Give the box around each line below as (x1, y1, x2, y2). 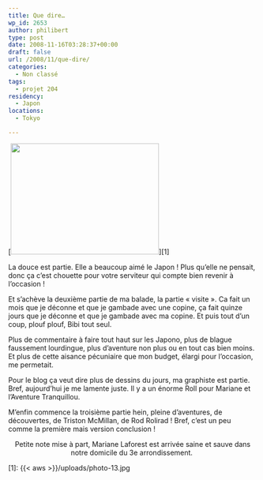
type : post (8, 33, 44, 42)
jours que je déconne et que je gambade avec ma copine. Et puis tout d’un (8, 311, 250, 321)
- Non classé (15, 70, 58, 78)
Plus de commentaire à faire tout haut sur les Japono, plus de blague (8, 335, 233, 344)
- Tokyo (15, 114, 41, 122)
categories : (8, 63, 47, 71)
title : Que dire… (8, 11, 66, 20)
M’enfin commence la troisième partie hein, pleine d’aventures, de (8, 407, 223, 417)
